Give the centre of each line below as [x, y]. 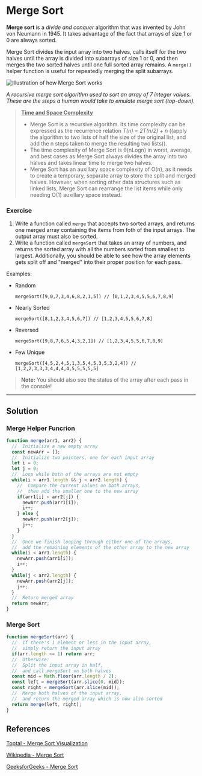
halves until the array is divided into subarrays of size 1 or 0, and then [92, 58]
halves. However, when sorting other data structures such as [105, 182]
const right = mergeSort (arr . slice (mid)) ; [66, 688]
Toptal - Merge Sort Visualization [47, 743]
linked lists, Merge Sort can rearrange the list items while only [106, 188]
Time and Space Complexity [57, 112]
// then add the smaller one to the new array [78, 491]
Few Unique [30, 352]
